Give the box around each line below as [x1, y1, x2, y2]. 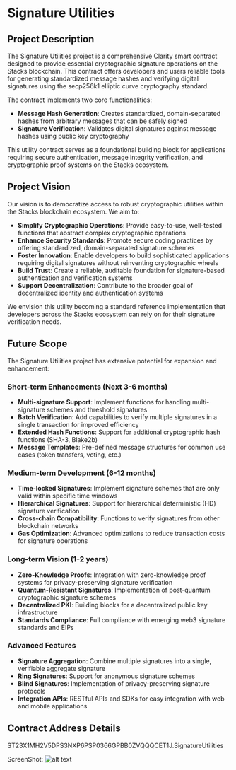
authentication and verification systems [17, 274, 133, 282]
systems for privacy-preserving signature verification [17, 578, 173, 586]
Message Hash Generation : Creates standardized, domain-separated [17, 110, 221, 117]
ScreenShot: [7, 754, 44, 763]
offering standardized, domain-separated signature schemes [17, 243, 195, 252]
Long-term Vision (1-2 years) [7, 554, 109, 564]
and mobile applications [17, 701, 88, 710]
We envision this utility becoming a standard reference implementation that [7, 302, 226, 310]
